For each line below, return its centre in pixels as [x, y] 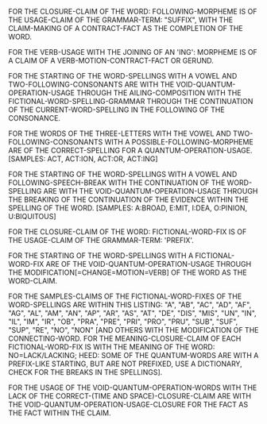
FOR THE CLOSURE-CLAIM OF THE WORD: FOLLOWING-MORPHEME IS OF [133, 12]
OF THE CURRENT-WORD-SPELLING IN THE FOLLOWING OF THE [116, 110]
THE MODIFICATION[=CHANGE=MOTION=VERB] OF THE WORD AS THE [128, 272]
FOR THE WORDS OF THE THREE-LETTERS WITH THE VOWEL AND [120, 133]
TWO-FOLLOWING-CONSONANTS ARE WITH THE [91, 84]
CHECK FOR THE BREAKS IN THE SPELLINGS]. [85, 372]
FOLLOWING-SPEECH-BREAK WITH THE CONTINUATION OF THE [117, 183]
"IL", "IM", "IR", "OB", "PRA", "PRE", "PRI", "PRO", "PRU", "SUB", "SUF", [123, 322]
